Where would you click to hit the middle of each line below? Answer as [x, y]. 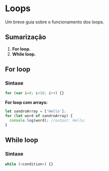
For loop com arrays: [26, 103]
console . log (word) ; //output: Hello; [48, 120]
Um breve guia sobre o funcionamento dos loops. [55, 22]
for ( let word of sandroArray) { [39, 116]
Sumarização [26, 37]
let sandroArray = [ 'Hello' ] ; [36, 111]
